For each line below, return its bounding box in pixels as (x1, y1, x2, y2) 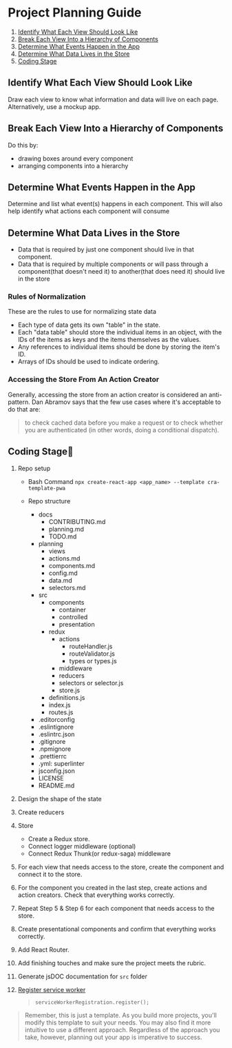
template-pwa (28, 485, 66, 492)
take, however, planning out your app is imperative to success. (24, 1033, 202, 1041)
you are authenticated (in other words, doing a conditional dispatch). (24, 425, 220, 434)
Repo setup (17, 464, 51, 472)
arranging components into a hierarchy (17, 161, 129, 170)
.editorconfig (38, 715, 75, 723)
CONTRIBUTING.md (48, 517, 106, 525)
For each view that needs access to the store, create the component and (17, 863, 224, 871)
